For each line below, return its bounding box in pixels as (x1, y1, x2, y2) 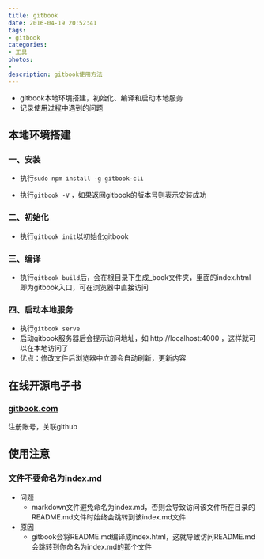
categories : (8, 41, 47, 49)
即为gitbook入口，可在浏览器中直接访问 (19, 282, 149, 292)
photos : (8, 56, 34, 64)
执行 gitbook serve (19, 323, 81, 333)
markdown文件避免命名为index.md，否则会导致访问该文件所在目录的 (31, 502, 255, 512)
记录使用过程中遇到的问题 (19, 103, 104, 112)
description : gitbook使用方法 (8, 70, 103, 78)
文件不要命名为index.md (8, 473, 103, 484)
